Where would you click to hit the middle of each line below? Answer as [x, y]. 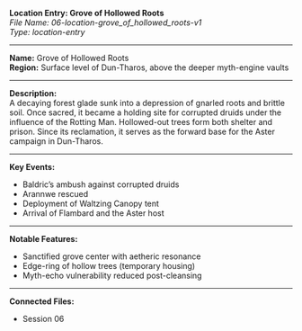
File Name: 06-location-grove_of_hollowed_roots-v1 [106, 22]
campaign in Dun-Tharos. [56, 141]
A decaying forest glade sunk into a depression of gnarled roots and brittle [147, 103]
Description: [33, 93]
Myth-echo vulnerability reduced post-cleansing [112, 275]
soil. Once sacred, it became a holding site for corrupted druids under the [145, 112]
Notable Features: [44, 239]
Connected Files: [42, 301]
